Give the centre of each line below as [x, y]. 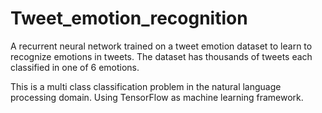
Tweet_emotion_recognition [129, 18]
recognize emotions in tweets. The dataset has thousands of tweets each [161, 56]
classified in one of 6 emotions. [75, 67]
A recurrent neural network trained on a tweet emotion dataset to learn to [161, 46]
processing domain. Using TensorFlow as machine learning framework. [157, 97]
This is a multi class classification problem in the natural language [146, 86]
